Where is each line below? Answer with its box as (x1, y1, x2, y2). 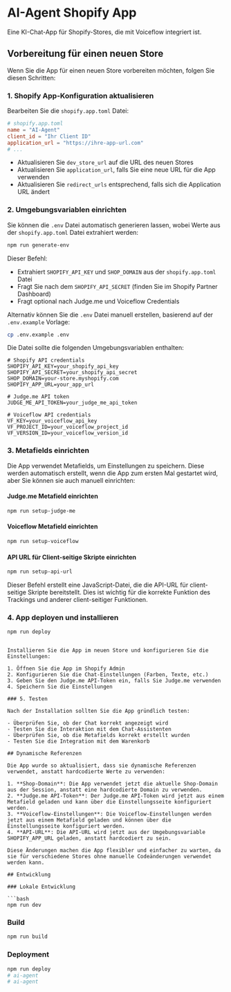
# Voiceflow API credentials (7, 411, 91, 418)
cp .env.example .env (7, 331, 70, 338)
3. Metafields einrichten (7, 445, 90, 455)
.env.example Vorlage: (7, 317, 71, 326)
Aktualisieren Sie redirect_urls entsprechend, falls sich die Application (17, 180, 221, 188)
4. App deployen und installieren (7, 612, 119, 622)
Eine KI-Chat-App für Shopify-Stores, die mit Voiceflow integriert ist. (7, 28, 202, 36)
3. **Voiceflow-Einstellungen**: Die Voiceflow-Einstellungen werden (7, 811, 212, 818)
